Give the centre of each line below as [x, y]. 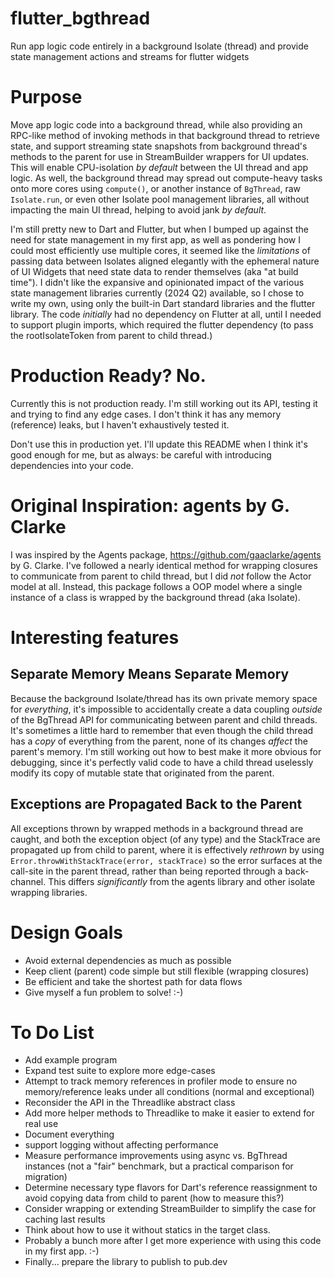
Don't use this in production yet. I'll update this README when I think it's [159, 444]
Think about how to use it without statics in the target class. [147, 1230]
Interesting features [95, 637]
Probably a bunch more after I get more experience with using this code [173, 1241]
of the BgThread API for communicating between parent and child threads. [164, 719]
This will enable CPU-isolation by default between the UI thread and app [159, 167]
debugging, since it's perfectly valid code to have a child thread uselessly [162, 762]
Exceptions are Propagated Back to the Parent [156, 804]
